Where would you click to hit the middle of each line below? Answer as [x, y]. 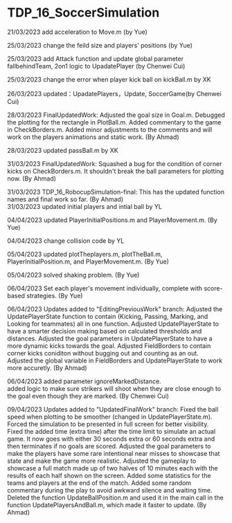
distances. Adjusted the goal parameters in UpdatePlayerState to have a [110, 338]
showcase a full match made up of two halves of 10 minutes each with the [113, 468]
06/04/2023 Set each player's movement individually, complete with [105, 288]
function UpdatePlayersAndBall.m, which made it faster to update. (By [107, 505]
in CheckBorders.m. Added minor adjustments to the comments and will [110, 129]
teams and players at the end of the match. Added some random [99, 483]
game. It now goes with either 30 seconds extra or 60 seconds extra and [111, 439]
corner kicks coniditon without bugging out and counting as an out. [103, 353]
